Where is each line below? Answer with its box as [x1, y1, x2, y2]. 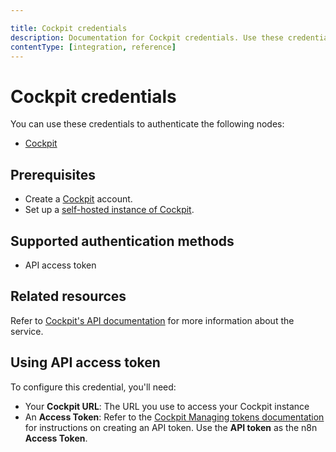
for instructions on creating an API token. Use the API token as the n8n [24, 421, 318, 433]
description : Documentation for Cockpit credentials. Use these [10, 32, 284, 43]
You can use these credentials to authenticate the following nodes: [10, 118, 285, 130]
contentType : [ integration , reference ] [10, 42, 177, 52]
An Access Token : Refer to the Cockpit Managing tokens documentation [24, 411, 325, 423]
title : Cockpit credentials [10, 23, 128, 33]
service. [10, 325, 44, 337]
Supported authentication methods [10, 232, 235, 250]
